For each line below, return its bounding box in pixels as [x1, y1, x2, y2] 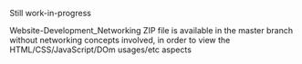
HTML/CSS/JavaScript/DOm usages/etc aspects [9, 44, 192, 55]
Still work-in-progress [9, 8, 91, 18]
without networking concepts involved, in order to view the [9, 35, 231, 45]
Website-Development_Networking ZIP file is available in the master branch [9, 25, 294, 35]
